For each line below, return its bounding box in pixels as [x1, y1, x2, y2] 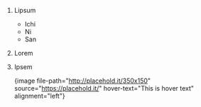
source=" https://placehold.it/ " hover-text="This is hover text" [13, 84, 194, 92]
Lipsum [13, 6, 36, 14]
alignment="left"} [13, 92, 65, 100]
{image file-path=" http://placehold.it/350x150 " [13, 76, 151, 85]
